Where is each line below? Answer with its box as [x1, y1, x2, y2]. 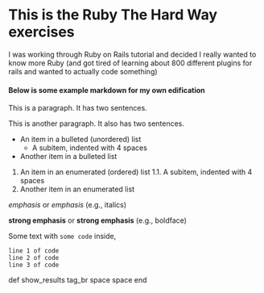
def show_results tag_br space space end [8, 275, 147, 285]
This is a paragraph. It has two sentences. [8, 103, 147, 113]
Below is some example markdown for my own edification [8, 85, 205, 94]
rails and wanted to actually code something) [8, 66, 159, 76]
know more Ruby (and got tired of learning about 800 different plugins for [8, 58, 253, 68]
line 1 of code [8, 247, 60, 255]
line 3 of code [8, 261, 60, 270]
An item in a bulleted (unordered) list [19, 135, 142, 144]
